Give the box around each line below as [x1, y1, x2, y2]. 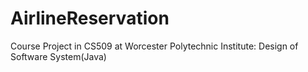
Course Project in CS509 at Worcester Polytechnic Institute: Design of [10, 40, 299, 52]
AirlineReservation [10, 7, 170, 30]
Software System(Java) [10, 50, 107, 62]
